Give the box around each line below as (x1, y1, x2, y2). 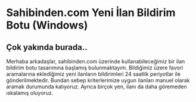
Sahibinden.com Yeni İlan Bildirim (6, 6, 176, 20)
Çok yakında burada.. (6, 42, 88, 52)
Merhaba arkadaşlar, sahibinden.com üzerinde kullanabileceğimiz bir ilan (6, 58, 185, 65)
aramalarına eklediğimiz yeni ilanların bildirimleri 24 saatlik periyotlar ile (6, 71, 181, 77)
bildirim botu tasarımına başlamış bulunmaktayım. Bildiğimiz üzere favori (6, 64, 183, 71)
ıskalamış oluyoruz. (6, 90, 54, 96)
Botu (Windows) (6, 18, 88, 32)
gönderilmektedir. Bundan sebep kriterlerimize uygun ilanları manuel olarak (6, 77, 191, 84)
